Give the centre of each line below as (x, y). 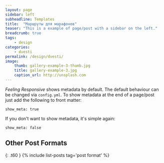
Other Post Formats (36, 143)
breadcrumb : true (23, 33)
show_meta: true (22, 109)
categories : (17, 47)
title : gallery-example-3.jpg (46, 71)
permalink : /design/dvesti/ (34, 56)
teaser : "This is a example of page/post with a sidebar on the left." (81, 29)
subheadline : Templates (30, 19)
